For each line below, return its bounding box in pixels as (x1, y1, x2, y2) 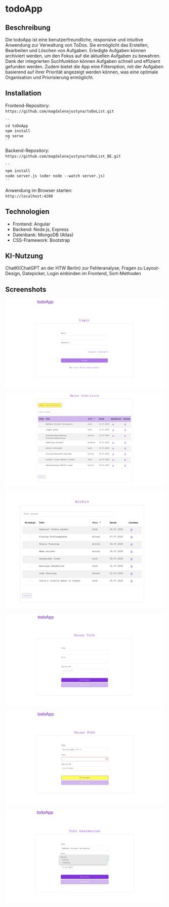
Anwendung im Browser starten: (5, 187, 72, 193)
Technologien (5, 207, 50, 216)
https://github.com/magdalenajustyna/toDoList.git (5, 108, 114, 114)
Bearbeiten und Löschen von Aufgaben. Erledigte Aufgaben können (5, 48, 146, 53)
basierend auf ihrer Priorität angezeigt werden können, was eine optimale (5, 69, 158, 75)
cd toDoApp (5, 123, 28, 128)
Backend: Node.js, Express (12, 226, 69, 232)
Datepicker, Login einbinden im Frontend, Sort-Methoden (22, 271, 142, 277)
